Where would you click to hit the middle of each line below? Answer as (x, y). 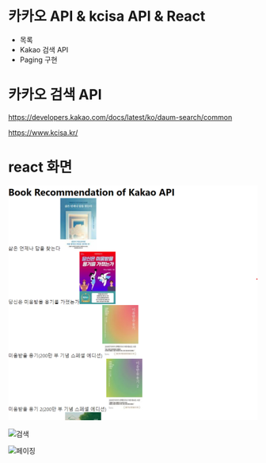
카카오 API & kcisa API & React (107, 16)
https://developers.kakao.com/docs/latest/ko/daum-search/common (120, 117)
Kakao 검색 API (44, 49)
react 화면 (40, 167)
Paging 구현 (38, 60)
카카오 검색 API (55, 95)
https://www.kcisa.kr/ (43, 133)
